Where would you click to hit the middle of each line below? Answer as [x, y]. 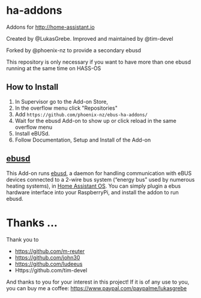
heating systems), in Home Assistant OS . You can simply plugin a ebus [94, 186]
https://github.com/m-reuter [50, 251]
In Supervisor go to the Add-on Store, [61, 101]
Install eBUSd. [32, 133]
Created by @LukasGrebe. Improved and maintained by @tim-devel [90, 38]
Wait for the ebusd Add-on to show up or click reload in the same [96, 121]
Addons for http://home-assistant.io [50, 27]
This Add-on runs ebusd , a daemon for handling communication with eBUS [99, 173]
